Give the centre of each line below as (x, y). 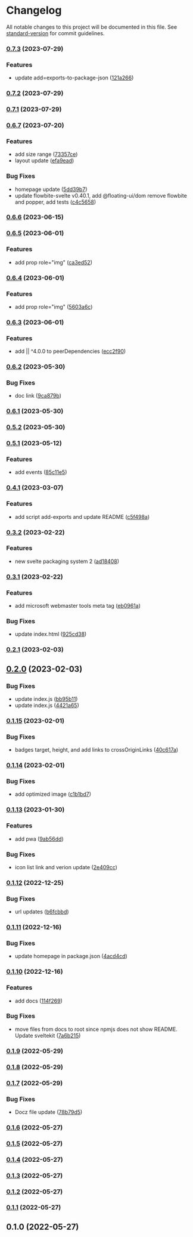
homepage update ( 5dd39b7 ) (51, 189)
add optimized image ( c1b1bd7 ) (53, 794)
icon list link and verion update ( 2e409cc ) (66, 867)
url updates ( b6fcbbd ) (42, 912)
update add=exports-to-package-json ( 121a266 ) (74, 78)
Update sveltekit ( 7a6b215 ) (48, 1035)
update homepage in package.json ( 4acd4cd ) (71, 956)
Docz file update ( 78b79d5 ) (49, 1112)
